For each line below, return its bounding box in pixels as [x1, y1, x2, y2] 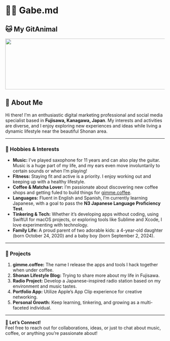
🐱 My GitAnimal [5, 25, 58, 34]
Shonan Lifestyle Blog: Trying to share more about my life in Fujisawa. [12, 272, 160, 278]
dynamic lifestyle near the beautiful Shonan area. [5, 128, 108, 134]
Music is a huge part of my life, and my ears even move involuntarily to [12, 163, 160, 169]
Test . [12, 206, 24, 212]
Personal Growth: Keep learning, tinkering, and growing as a [12, 299, 140, 305]
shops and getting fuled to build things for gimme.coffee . [12, 190, 132, 196]
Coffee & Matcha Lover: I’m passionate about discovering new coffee [12, 184, 158, 190]
